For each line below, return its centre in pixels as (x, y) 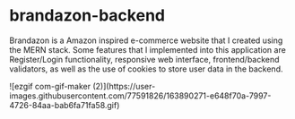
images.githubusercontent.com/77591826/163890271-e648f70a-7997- (140, 96)
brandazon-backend (87, 16)
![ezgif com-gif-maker (50, 86)
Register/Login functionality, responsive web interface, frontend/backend (144, 59)
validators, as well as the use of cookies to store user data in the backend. (146, 69)
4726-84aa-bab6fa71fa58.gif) (65, 105)
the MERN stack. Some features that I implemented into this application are (148, 49)
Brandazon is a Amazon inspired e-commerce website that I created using (146, 40)
